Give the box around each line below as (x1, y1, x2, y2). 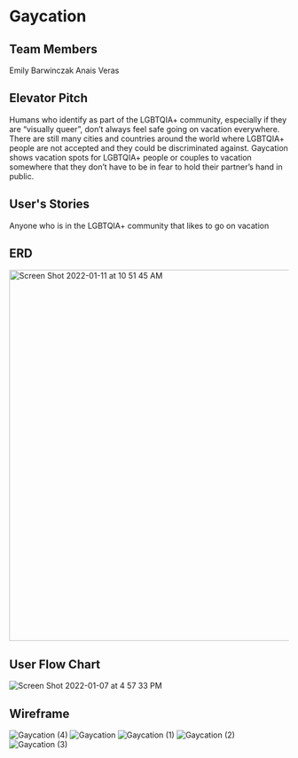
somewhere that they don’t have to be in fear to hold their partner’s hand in (9, 162, 283, 172)
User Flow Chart (9, 657, 101, 672)
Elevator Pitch (9, 91, 89, 106)
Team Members (9, 42, 98, 57)
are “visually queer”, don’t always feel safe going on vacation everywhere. (9, 123, 280, 134)
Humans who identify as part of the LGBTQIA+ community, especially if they (9, 114, 287, 125)
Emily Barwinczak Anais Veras (9, 65, 120, 75)
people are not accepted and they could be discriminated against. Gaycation (9, 142, 288, 153)
